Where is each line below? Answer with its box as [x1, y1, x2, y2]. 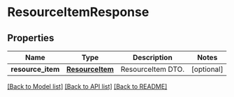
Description [132, 53, 173, 62]
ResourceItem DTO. [120, 64, 185, 74]
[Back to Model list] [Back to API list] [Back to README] [7, 82, 168, 91]
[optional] [191, 64, 224, 74]
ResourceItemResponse [7, 4, 149, 20]
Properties [7, 32, 54, 44]
